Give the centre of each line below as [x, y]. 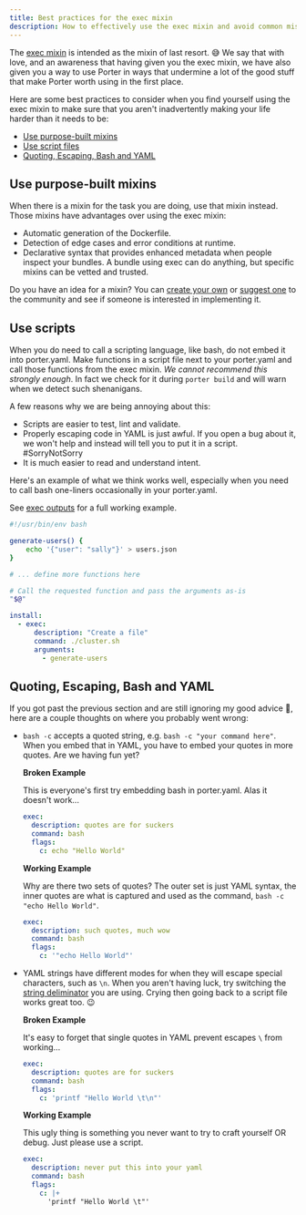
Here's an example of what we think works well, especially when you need [149, 480]
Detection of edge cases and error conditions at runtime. [129, 243]
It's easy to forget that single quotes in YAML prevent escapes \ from [152, 1038]
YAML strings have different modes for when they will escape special [152, 973]
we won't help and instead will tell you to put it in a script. [130, 444]
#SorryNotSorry [53, 453]
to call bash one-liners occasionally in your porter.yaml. [114, 490]
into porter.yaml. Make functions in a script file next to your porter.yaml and [151, 360]
